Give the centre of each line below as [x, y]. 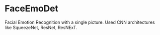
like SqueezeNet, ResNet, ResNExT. [41, 27]
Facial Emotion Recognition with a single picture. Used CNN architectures [80, 22]
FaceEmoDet [32, 9]
